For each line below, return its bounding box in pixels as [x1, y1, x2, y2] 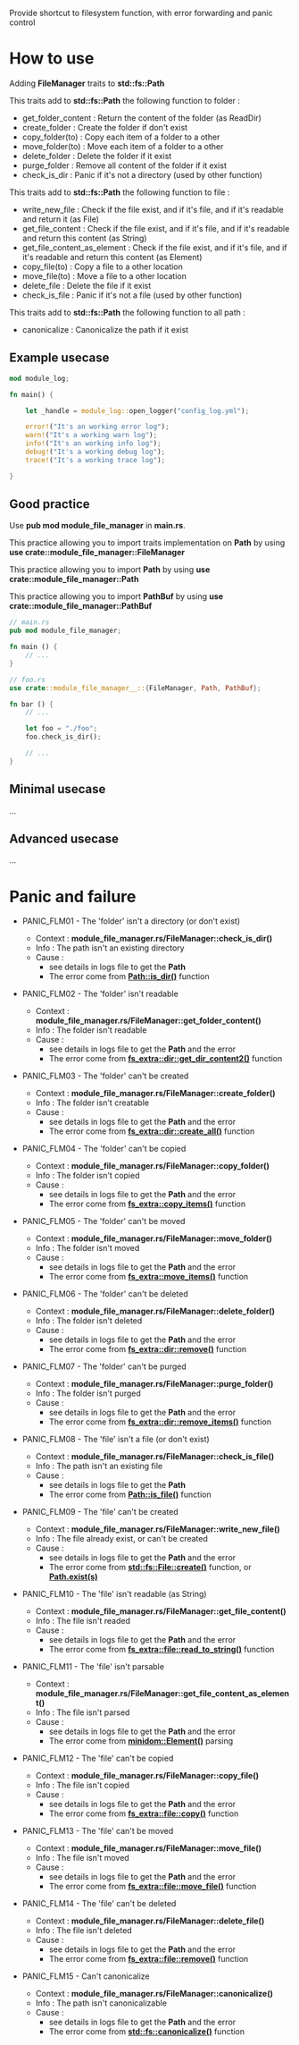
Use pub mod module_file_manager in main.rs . [9, 520, 186, 531]
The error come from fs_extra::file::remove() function [48, 1954, 249, 1965]
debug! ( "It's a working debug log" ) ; [25, 447, 166, 456]
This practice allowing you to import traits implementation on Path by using [9, 537, 286, 548]
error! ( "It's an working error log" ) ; [25, 422, 170, 432]
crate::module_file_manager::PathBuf [9, 601, 153, 612]
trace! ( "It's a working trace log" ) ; [25, 455, 166, 464]
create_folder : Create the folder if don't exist [21, 122, 188, 132]
